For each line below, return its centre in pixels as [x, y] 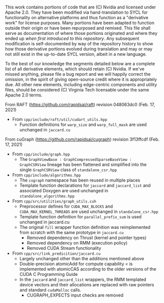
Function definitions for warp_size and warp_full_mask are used [83, 124]
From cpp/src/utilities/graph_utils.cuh [54, 201]
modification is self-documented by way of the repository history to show [79, 44]
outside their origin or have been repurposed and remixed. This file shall [78, 28]
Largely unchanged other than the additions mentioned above [82, 258]
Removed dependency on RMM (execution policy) [77, 243]
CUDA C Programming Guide [49, 274]
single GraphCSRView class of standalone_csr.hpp [68, 170]
